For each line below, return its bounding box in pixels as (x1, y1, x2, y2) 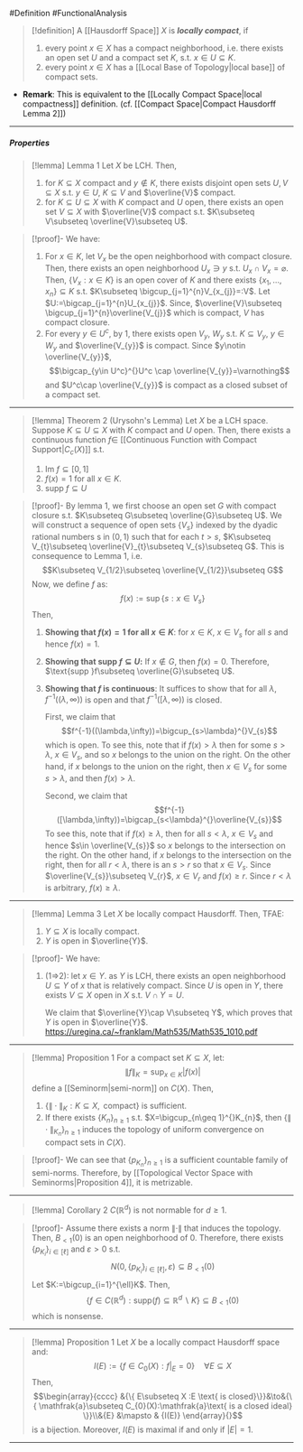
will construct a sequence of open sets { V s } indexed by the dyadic (31, 519, 279, 532)
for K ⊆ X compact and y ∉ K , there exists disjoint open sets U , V (44, 177, 289, 188)
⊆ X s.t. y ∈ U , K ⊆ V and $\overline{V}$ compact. (44, 187, 236, 198)
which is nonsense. (31, 1311, 104, 1322)
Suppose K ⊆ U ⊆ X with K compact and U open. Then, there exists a (31, 424, 291, 436)
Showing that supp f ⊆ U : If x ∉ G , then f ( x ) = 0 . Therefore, (44, 656, 271, 666)
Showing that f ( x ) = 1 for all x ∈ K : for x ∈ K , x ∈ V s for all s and (44, 627, 289, 639)
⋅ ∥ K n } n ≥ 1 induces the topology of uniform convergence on (44, 1123, 264, 1138)
